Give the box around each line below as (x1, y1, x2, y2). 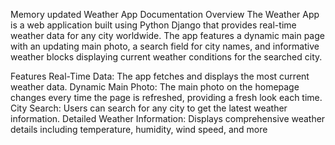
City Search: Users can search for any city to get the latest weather (10, 102, 288, 114)
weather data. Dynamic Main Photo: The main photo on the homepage (10, 81, 300, 93)
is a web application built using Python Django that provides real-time (10, 19, 297, 31)
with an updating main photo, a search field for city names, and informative (10, 40, 320, 52)
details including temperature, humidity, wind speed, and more (10, 124, 268, 135)
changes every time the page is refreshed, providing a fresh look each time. (10, 92, 323, 103)
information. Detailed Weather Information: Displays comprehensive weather (10, 113, 326, 124)
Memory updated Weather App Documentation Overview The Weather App (10, 9, 320, 20)
